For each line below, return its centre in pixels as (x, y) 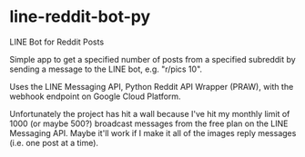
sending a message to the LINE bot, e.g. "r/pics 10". (106, 69)
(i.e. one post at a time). (54, 142)
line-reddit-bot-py (80, 17)
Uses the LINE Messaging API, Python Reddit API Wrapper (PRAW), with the (152, 86)
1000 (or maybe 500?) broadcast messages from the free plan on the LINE (149, 123)
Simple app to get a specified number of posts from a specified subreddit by (152, 59)
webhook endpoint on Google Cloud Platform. (95, 96)
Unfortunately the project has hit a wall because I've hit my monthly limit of (150, 113)
